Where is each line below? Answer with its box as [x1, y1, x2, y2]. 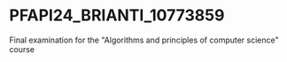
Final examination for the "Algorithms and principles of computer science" [9, 35, 279, 45]
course [9, 43, 35, 54]
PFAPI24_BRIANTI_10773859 [9, 5, 225, 26]
